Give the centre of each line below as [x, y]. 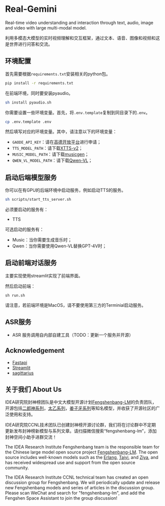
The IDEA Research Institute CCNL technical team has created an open [77, 478]
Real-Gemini [31, 9]
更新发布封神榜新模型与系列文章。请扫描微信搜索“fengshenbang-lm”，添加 [81, 431]
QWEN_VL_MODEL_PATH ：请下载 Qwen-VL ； [52, 160]
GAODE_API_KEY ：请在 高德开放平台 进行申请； [57, 142]
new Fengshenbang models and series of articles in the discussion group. [80, 488]
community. [17, 468]
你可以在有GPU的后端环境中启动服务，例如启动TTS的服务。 [66, 190]
